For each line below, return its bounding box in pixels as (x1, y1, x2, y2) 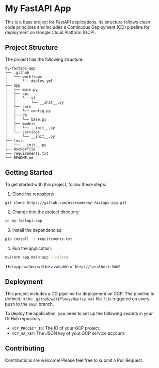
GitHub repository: (5, 315, 42, 321)
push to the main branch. (5, 301, 54, 307)
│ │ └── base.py (5, 117, 47, 122)
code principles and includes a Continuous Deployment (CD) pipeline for (5, 24, 150, 30)
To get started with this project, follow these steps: (5, 181, 107, 187)
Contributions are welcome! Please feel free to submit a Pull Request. (5, 357, 143, 363)
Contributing (5, 344, 45, 353)
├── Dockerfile (5, 147, 36, 151)
